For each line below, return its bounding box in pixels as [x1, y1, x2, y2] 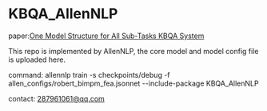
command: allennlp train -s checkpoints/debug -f [8, 70, 170, 79]
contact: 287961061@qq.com [8, 94, 106, 103]
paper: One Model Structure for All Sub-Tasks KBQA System [8, 31, 205, 40]
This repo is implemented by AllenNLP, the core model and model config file [8, 46, 259, 55]
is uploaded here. [8, 55, 66, 64]
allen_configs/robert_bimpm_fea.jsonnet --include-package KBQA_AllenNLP [8, 78, 259, 88]
